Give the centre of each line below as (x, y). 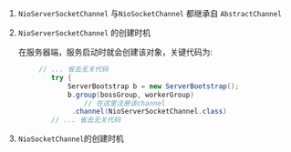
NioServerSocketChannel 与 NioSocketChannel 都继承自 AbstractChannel (150, 13)
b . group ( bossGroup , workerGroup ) (130, 95)
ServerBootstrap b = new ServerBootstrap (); (153, 86)
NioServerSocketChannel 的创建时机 (84, 33)
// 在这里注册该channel (125, 103)
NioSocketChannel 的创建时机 (71, 138)
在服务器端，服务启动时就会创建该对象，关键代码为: (115, 52)
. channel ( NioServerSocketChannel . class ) (149, 112)
